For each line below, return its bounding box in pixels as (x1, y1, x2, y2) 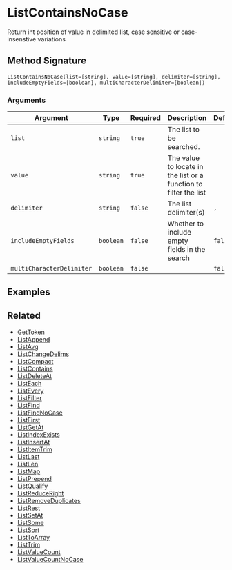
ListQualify (17, 482, 48, 491)
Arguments (7, 95, 46, 105)
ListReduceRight (17, 489, 64, 498)
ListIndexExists (17, 431, 60, 439)
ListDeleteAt (17, 372, 52, 380)
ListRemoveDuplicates (17, 497, 81, 505)
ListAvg (17, 343, 39, 351)
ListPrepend (17, 475, 52, 483)
